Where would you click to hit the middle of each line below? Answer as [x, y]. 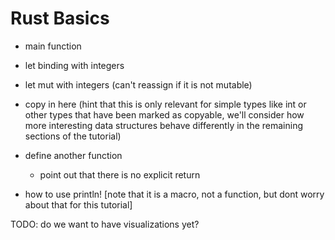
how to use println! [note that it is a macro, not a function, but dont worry [174, 194]
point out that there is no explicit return [120, 174]
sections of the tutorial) [73, 136]
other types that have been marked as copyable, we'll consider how [164, 114]
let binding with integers [74, 65]
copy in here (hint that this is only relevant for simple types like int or [165, 104]
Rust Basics [60, 18]
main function [53, 46]
